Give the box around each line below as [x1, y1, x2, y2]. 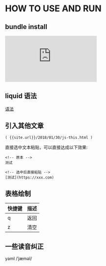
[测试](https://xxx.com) [5, 175, 54, 180]
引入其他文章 [5, 121, 44, 130]
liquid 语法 [5, 92, 37, 100]
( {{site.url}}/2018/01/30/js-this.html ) [5, 135, 93, 140]
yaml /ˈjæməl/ [5, 256, 32, 262]
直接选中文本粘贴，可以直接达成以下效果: [5, 144, 88, 150]
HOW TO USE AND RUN [5, 3, 102, 14]
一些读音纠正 [5, 242, 44, 251]
